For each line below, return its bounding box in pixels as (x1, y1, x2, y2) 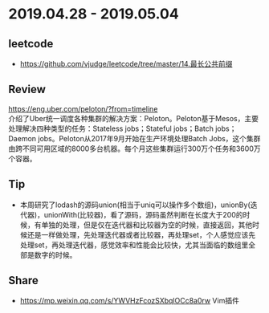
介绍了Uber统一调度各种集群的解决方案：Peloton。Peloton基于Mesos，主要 (8, 113, 259, 123)
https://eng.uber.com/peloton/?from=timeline (8, 104, 158, 113)
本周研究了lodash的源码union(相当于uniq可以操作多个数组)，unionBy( (19, 200, 251, 209)
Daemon (8, 133, 37, 143)
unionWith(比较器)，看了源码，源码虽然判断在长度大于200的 (43, 209, 243, 219)
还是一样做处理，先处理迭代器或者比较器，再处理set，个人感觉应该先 (26, 230, 255, 239)
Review (8, 83, 47, 96)
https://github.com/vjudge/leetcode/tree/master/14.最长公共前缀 (19, 59, 233, 68)
